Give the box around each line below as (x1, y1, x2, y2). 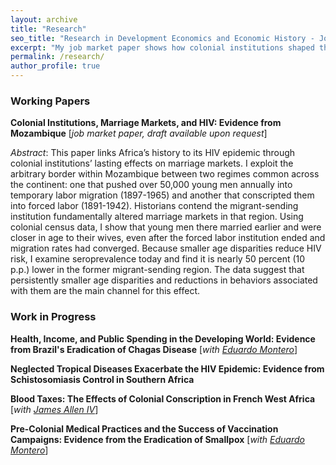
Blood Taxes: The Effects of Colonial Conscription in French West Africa (10, 392, 316, 405)
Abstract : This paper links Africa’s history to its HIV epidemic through (10, 147, 296, 159)
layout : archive (10, 14, 78, 25)
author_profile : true (10, 61, 101, 71)
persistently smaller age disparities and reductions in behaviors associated (10, 274, 318, 286)
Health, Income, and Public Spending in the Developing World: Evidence (10, 332, 316, 345)
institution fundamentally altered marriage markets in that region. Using (10, 211, 304, 223)
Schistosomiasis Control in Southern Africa (10, 373, 195, 385)
